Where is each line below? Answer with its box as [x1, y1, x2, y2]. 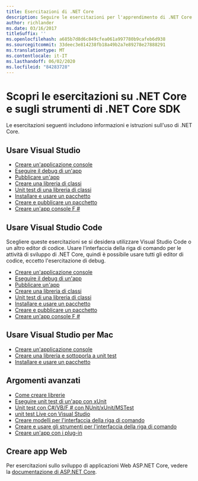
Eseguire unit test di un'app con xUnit [14, 397, 107, 404]
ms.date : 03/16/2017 [6, 25, 58, 31]
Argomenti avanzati [6, 375, 81, 386]
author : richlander [6, 20, 55, 26]
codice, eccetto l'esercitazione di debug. [6, 257, 106, 264]
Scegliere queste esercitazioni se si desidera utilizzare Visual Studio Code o [6, 238, 191, 245]
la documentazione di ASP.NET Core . [6, 469, 97, 476]
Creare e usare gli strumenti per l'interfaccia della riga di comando [14, 423, 177, 430]
